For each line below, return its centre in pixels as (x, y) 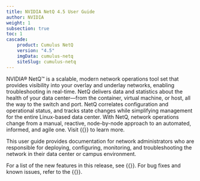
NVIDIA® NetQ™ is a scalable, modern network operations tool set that (93, 79)
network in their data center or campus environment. (71, 154)
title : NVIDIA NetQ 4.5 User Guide (51, 12)
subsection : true (28, 28)
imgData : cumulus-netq (45, 56)
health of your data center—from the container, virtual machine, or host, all (98, 98)
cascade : (17, 39)
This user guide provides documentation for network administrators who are (100, 141)
